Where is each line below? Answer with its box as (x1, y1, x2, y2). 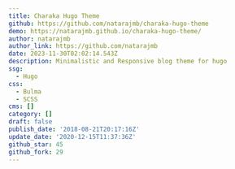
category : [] (8, 110, 53, 119)
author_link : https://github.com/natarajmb (8, 42, 159, 50)
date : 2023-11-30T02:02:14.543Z (8, 50, 118, 58)
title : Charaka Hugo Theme (8, 11, 100, 20)
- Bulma (15, 87, 42, 96)
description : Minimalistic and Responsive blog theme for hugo (8, 58, 228, 66)
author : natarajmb (8, 34, 71, 43)
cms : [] (8, 102, 35, 110)
